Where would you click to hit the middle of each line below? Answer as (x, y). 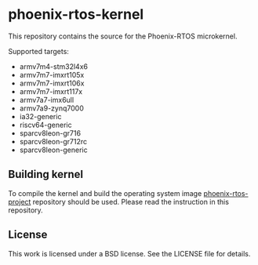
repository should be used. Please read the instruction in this (131, 201)
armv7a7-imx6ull (47, 100)
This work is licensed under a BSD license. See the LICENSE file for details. (129, 253)
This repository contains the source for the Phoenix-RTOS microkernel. (123, 36)
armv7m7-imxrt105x (52, 74)
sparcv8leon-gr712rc (53, 141)
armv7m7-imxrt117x (51, 91)
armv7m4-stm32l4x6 (54, 66)
